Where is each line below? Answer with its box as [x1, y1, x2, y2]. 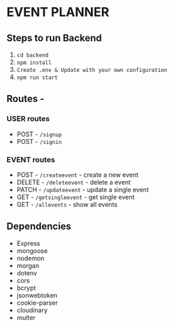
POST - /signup [16, 130, 62, 138]
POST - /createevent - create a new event [16, 170, 139, 179]
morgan [16, 261, 40, 270]
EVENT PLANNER [6, 4, 110, 20]
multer [16, 313, 36, 321]
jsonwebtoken [16, 291, 57, 299]
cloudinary [16, 305, 48, 314]
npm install [16, 59, 52, 66]
